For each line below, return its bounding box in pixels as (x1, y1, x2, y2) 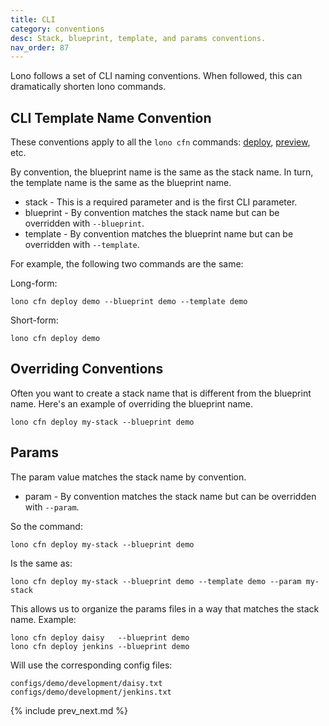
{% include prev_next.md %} (10, 704, 128, 716)
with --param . (24, 501, 80, 513)
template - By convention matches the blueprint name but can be (24, 228, 294, 240)
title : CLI (10, 14, 56, 25)
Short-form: (10, 314, 59, 326)
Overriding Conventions (10, 361, 164, 378)
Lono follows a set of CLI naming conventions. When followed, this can (10, 70, 303, 82)
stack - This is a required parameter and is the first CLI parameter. (24, 196, 298, 208)
